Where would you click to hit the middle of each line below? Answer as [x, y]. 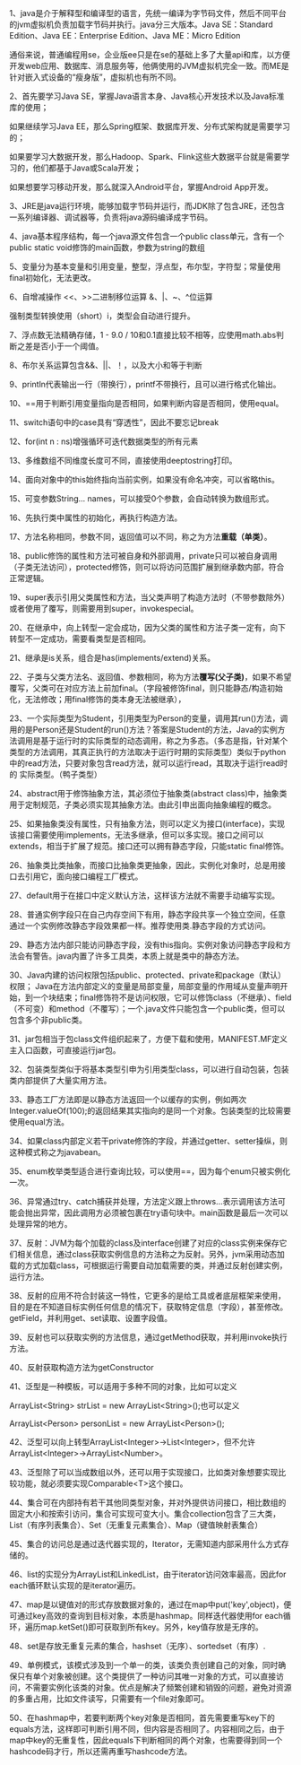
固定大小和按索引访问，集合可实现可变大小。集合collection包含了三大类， [145, 1513]
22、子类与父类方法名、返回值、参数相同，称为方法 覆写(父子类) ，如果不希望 [150, 677]
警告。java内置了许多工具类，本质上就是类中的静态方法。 [138, 956]
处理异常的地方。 [41, 1224]
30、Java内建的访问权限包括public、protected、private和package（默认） [148, 975]
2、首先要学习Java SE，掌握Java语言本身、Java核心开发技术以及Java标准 [147, 96]
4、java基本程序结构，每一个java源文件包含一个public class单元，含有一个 [147, 236]
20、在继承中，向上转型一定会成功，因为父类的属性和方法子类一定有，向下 [148, 627]
